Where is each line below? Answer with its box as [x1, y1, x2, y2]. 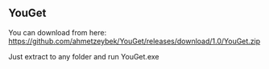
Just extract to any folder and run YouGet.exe [8, 51, 159, 61]
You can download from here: [8, 27, 107, 37]
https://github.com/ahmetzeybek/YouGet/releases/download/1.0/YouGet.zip [8, 36, 261, 46]
